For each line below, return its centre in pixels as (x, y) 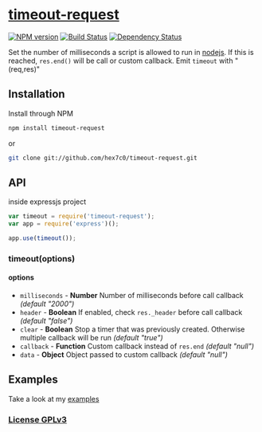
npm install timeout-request (57, 128)
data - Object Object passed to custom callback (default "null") (124, 355)
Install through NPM (41, 113)
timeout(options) (42, 258)
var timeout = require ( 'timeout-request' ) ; (82, 217)
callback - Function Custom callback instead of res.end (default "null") (137, 346)
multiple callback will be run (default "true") (91, 338)
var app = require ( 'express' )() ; (64, 224)
